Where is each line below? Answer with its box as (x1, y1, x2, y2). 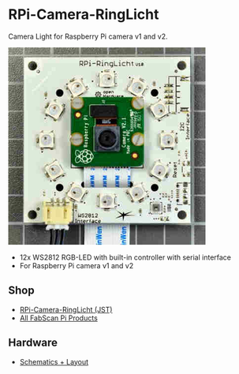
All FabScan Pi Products (19, 313, 99, 323)
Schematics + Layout (19, 357, 89, 366)
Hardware (8, 336, 58, 350)
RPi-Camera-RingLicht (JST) (19, 305, 113, 314)
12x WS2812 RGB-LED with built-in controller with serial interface (19, 252, 231, 262)
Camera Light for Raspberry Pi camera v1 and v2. (8, 32, 168, 41)
